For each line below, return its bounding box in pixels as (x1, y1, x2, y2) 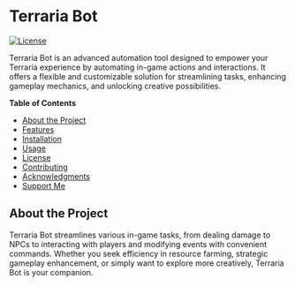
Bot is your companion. (9, 267, 94, 277)
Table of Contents (9, 97, 77, 108)
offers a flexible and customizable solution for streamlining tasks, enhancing (9, 71, 287, 81)
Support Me (21, 180, 66, 191)
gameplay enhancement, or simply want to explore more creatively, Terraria (9, 258, 284, 268)
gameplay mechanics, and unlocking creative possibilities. (9, 80, 222, 91)
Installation (21, 133, 63, 144)
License (21, 152, 51, 162)
